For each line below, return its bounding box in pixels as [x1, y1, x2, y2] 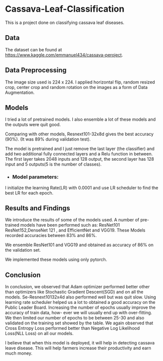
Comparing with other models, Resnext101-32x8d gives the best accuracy [5, 131, 154, 137]
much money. [5, 350, 33, 356]
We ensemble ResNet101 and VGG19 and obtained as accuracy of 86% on [5, 242, 154, 248]
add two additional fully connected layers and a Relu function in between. [5, 151, 153, 157]
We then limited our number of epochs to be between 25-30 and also [5, 315, 144, 321]
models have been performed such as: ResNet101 [20, 222, 120, 228]
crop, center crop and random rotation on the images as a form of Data [5, 84, 148, 90]
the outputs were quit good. [5, 122, 61, 127]
